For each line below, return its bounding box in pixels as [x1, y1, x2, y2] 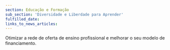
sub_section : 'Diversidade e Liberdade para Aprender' [5, 12, 124, 17]
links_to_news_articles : [5, 21, 58, 26]
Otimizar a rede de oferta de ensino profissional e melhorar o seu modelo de [5, 35, 165, 41]
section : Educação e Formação [5, 7, 70, 12]
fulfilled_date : [5, 16, 40, 21]
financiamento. [5, 40, 37, 46]
